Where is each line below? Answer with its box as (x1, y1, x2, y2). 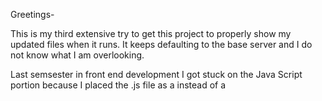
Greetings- (10, 9, 55, 20)
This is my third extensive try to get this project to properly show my (10, 28, 292, 39)
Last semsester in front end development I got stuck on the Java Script (10, 69, 303, 80)
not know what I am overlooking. (10, 49, 145, 61)
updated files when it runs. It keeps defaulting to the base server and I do (10, 39, 313, 50)
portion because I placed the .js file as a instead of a (10, 79, 227, 91)
